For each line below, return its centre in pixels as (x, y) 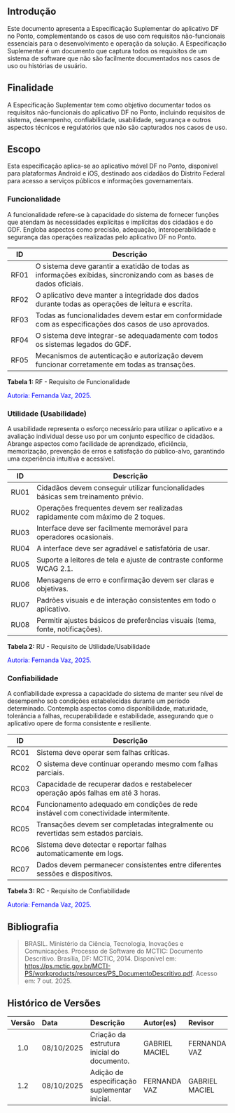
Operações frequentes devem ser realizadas (109, 508)
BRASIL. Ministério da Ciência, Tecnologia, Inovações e (104, 944)
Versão (23, 1022)
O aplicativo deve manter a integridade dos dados (117, 295)
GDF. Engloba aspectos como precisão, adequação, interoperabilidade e (112, 229)
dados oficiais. (59, 284)
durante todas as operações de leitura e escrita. (114, 303)
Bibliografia (33, 927)
